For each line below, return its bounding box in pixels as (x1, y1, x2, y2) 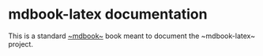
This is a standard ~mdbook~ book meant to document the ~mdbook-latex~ (8, 31, 255, 40)
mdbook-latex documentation (8, 5, 208, 23)
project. (8, 39, 34, 48)
